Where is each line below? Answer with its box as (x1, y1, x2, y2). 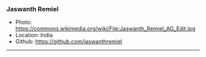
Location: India (15, 32, 53, 39)
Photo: (15, 19, 32, 26)
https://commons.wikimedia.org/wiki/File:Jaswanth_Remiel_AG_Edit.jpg (15, 25, 196, 32)
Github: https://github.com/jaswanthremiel (15, 38, 123, 45)
